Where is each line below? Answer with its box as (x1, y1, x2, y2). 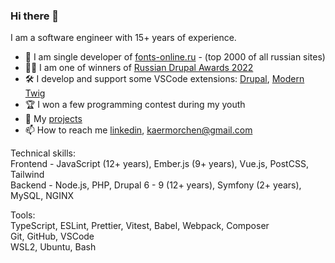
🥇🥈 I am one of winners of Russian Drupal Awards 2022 (24, 62, 254, 74)
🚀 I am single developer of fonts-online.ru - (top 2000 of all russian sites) (24, 51, 326, 63)
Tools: (10, 209, 36, 221)
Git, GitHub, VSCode (10, 230, 95, 243)
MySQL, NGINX (10, 190, 75, 202)
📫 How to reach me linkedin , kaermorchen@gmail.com (24, 124, 253, 136)
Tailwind (10, 169, 45, 181)
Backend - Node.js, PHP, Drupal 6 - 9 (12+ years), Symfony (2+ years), (10, 179, 302, 191)
